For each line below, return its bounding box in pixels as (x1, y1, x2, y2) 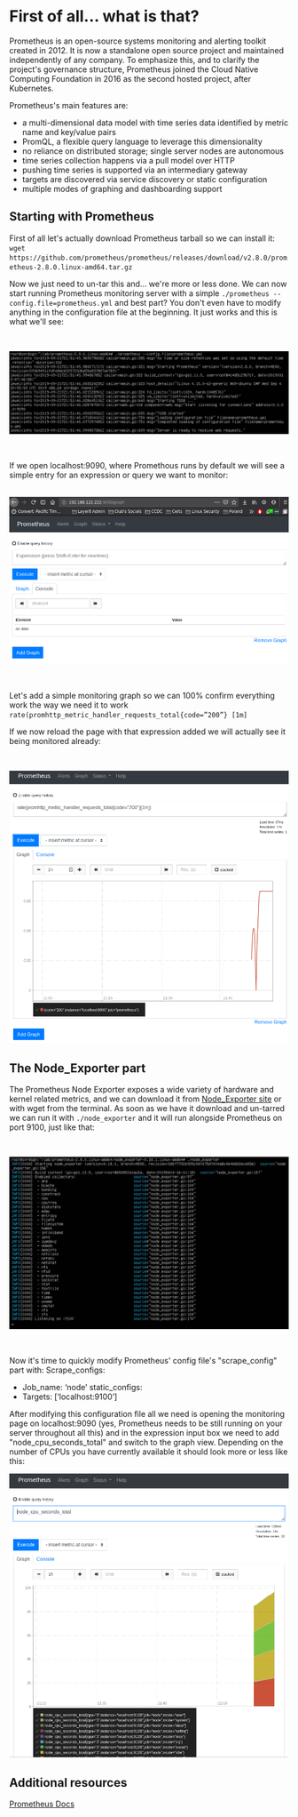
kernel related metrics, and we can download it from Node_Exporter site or (9, 1093, 282, 1104)
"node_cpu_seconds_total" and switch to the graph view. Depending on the (9, 1437, 284, 1447)
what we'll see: (9, 316, 64, 326)
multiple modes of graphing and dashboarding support (21, 183, 223, 194)
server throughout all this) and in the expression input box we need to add (9, 1427, 279, 1437)
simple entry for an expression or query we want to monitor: (9, 469, 229, 481)
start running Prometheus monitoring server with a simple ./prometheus (9, 287, 270, 299)
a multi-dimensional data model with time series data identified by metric (21, 117, 289, 128)
